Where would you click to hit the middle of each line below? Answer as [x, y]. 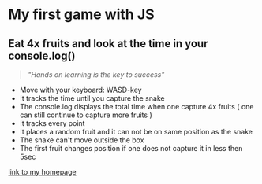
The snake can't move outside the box [82, 140]
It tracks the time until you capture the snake [92, 98]
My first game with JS [82, 15]
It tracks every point [52, 123]
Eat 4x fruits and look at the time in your [108, 44]
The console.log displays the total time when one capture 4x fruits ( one [137, 107]
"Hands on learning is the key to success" [96, 75]
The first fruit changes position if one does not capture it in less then [131, 148]
